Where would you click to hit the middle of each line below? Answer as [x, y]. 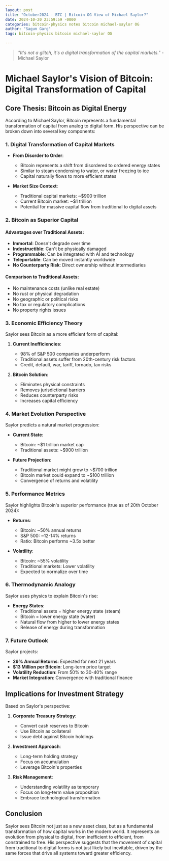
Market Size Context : [35, 186]
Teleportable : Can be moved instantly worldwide [64, 260]
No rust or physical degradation [46, 293]
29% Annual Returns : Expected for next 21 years [64, 662]
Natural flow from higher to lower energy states [70, 622]
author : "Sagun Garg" [28, 29]
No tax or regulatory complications [49, 304]
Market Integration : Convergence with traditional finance [73, 678]
